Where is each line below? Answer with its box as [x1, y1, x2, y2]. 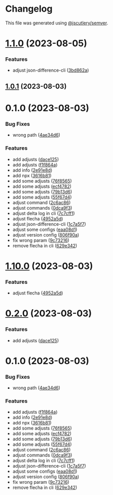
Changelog [5, 3, 53, 15]
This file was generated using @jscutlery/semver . [5, 20, 108, 26]
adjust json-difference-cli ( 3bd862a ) [12, 67, 89, 74]
